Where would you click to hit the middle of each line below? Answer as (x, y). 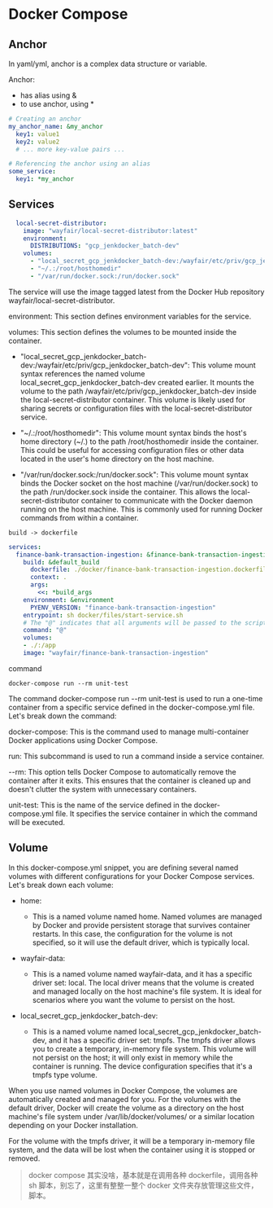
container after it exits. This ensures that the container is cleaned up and (130, 780)
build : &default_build (61, 562)
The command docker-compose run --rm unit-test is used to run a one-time (136, 698)
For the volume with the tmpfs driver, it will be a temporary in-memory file (132, 1140)
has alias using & (48, 95)
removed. (24, 1158)
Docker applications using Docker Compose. (83, 740)
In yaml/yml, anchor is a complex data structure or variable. (108, 64)
